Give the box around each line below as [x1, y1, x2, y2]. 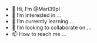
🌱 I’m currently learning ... [11, 18, 75, 24]
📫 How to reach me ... [11, 31, 66, 37]
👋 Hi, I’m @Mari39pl [11, 6, 61, 12]
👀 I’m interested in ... [11, 12, 62, 19]
